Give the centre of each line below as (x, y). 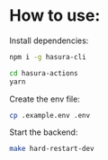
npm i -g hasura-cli (48, 57)
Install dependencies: (49, 40)
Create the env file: (45, 99)
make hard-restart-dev (52, 149)
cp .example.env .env (50, 115)
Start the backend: (44, 132)
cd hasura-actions (44, 73)
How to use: (55, 16)
